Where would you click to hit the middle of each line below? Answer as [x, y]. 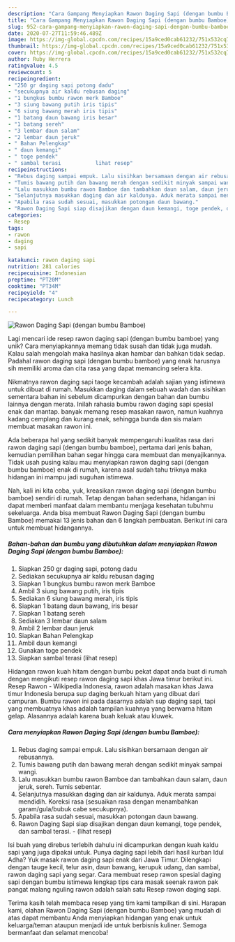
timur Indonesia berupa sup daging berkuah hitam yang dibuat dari [104, 694]
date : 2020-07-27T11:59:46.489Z [55, 33]
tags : [16, 228]
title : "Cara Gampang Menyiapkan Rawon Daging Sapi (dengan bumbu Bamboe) [119, 20]
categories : [25, 215]
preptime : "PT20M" [35, 280]
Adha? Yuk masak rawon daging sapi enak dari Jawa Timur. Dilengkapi [109, 860]
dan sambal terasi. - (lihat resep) [65, 832]
